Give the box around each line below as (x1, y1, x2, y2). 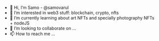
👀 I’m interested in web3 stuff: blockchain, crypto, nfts (9, 10, 119, 16)
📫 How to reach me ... (9, 31, 55, 37)
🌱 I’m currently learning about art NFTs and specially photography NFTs (9, 15, 155, 20)
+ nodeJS (9, 20, 30, 26)
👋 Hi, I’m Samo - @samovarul (9, 5, 69, 10)
